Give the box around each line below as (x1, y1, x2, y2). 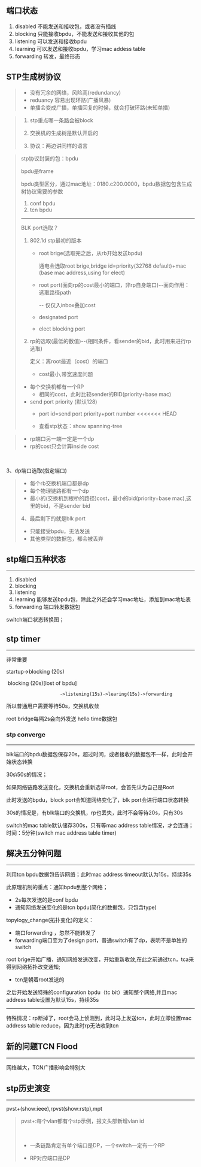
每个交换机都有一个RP (29, 383, 84, 390)
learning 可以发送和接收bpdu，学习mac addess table (14, 45, 145, 52)
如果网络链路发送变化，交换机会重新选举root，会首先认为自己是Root (6, 783, 175, 790)
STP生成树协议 (6, 72, 62, 82)
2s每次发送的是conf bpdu (14, 896, 78, 904)
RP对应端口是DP (29, 1154, 71, 1162)
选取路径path (38, 289, 71, 296)
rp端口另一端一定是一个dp (29, 435, 95, 442)
